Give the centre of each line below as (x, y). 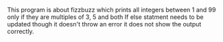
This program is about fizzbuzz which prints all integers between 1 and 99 (111, 10)
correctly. (21, 31)
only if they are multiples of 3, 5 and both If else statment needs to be (105, 17)
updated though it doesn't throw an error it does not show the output (104, 24)
